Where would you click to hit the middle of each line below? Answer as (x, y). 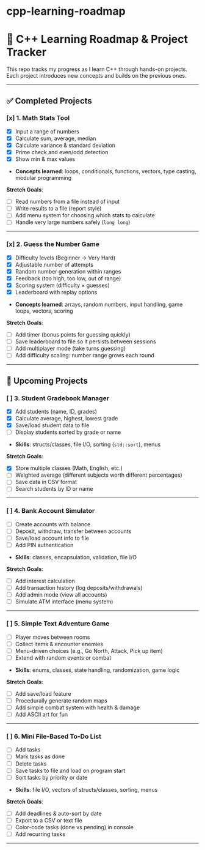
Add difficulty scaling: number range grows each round (85, 356)
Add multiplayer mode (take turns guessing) (70, 349)
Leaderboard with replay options (56, 292)
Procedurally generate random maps (61, 700)
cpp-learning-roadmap (66, 11)
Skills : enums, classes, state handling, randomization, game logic (97, 670)
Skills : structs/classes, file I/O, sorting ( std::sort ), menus (88, 444)
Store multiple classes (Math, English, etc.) (69, 468)
